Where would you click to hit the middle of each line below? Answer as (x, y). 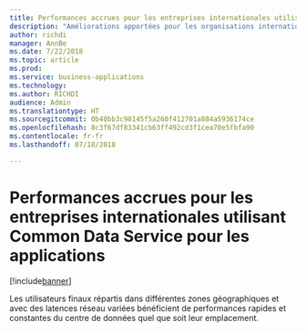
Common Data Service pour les (130, 236)
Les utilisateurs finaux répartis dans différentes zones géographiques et (144, 298)
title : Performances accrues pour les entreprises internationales (140, 18)
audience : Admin (40, 102)
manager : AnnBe (38, 43)
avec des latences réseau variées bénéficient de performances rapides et (148, 308)
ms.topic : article (44, 60)
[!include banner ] (41, 281)
